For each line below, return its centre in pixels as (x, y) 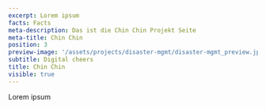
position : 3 (28, 45)
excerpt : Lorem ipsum (44, 15)
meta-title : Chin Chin (46, 38)
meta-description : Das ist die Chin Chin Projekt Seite (102, 30)
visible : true (32, 74)
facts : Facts (30, 23)
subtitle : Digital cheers (51, 60)
